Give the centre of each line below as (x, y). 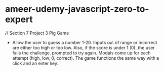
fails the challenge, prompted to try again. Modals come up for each (81, 53)
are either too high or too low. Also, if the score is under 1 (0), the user (83, 47)
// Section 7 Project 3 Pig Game (37, 33)
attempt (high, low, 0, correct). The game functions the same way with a (85, 58)
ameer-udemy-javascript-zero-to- (77, 9)
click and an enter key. (35, 63)
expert (19, 19)
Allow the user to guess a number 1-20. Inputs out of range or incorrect (84, 42)
